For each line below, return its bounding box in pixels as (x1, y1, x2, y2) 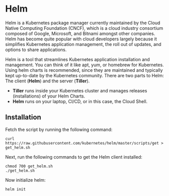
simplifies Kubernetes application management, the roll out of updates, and (5, 41, 161, 47)
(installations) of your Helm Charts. (12, 93, 86, 99)
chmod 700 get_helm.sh (5, 164, 53, 169)
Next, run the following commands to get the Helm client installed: (5, 154, 143, 160)
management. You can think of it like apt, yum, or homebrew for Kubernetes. (5, 62, 164, 68)
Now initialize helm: (5, 177, 46, 183)
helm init (5, 186, 26, 192)
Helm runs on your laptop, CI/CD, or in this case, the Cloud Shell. (12, 98, 148, 104)
